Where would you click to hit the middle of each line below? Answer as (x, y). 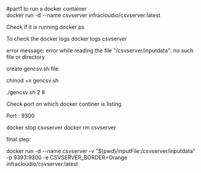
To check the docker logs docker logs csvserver (67, 39)
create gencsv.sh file (32, 69)
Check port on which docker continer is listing (64, 104)
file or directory (26, 57)
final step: (19, 139)
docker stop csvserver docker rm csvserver (61, 127)
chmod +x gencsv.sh (32, 80)
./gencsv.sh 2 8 (26, 92)
